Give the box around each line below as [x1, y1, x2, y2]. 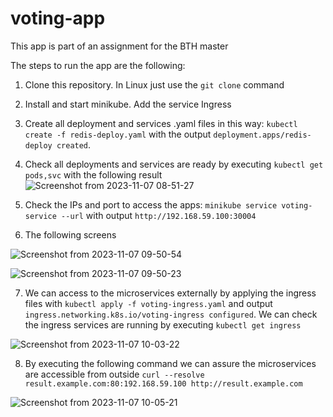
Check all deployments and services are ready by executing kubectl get [24, 158, 324, 170]
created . [56, 138, 92, 151]
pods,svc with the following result [24, 168, 163, 181]
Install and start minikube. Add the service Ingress [24, 98, 232, 110]
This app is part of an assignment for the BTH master [10, 40, 229, 52]
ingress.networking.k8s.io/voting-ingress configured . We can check [24, 308, 318, 320]
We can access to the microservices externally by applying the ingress [24, 287, 317, 299]
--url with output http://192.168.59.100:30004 [61, 209, 257, 221]
